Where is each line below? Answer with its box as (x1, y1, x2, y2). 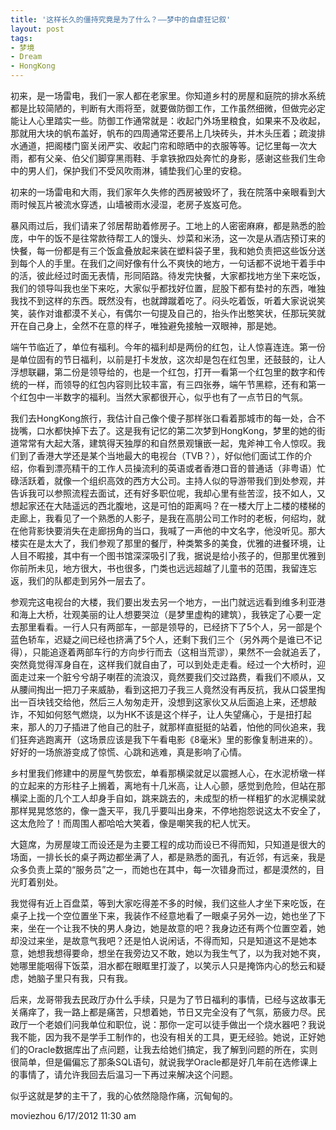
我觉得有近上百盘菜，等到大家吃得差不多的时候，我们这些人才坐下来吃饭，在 (10, 897, 326, 909)
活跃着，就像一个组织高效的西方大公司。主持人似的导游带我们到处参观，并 (18, 475, 326, 486)
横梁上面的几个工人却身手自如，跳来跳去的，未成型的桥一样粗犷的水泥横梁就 (10, 792, 326, 804)
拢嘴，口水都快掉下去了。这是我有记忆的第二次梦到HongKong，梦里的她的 (10, 425, 317, 436)
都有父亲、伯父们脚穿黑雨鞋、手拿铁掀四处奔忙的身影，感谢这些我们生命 (27, 152, 326, 164)
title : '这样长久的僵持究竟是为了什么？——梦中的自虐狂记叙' (10, 14, 232, 25)
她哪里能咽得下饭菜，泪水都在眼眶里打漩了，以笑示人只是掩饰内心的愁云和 (10, 960, 317, 971)
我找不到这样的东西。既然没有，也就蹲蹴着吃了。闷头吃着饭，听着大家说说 (10, 295, 317, 306)
